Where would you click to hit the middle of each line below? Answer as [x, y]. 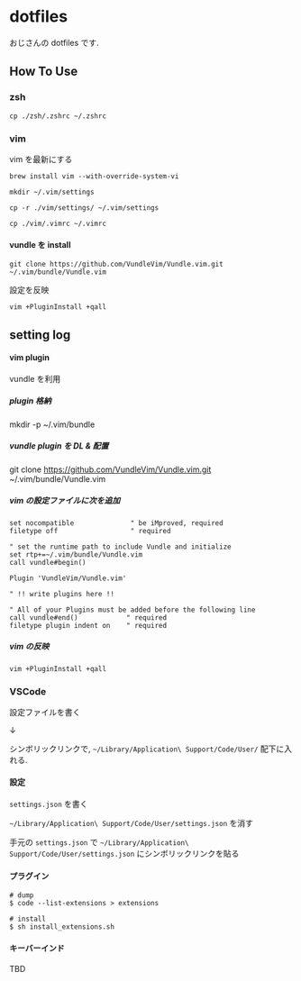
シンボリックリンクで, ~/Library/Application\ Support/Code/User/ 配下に [147, 749]
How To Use [44, 72]
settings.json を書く [49, 804]
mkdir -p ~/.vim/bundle [52, 424]
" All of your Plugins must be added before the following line [132, 610]
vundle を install [40, 244]
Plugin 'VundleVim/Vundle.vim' [68, 578]
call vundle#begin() [48, 562]
